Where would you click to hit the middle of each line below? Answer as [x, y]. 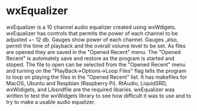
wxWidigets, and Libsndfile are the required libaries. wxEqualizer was [91, 89]
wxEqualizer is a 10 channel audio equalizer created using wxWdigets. [91, 27]
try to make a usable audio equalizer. [51, 102]
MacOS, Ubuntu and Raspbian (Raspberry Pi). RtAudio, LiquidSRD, [87, 83]
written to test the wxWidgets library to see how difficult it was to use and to [99, 96]
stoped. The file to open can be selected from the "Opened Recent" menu [96, 64]
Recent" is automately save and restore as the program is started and [91, 58]
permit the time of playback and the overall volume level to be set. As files [96, 46]
